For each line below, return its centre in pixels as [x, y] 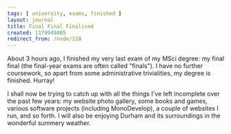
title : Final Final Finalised [51, 26]
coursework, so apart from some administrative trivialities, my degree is [109, 74]
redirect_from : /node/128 [44, 39]
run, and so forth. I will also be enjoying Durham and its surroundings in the [114, 116]
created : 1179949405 [37, 33]
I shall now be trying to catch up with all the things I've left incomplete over [113, 94]
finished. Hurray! [31, 80]
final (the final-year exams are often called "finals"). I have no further [105, 66]
